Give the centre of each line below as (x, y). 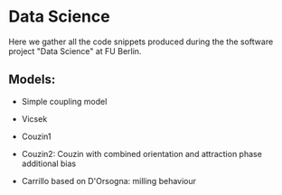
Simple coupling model (64, 101)
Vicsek (34, 118)
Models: (32, 80)
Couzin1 (36, 136)
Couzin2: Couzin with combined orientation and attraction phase (142, 153)
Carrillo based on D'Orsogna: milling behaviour (108, 181)
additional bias (49, 163)
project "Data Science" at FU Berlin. (75, 51)
